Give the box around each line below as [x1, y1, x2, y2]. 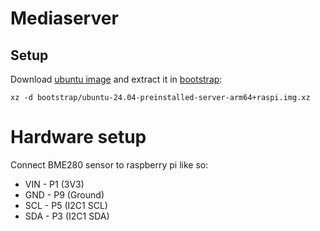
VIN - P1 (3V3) [24, 178, 85, 190]
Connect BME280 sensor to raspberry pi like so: [10, 158, 209, 171]
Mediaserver [10, 7, 119, 30]
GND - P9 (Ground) [24, 188, 105, 201]
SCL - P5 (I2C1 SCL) [24, 199, 108, 211]
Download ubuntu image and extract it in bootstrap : [10, 73, 223, 85]
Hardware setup [10, 126, 147, 149]
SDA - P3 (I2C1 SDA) [24, 210, 110, 222]
